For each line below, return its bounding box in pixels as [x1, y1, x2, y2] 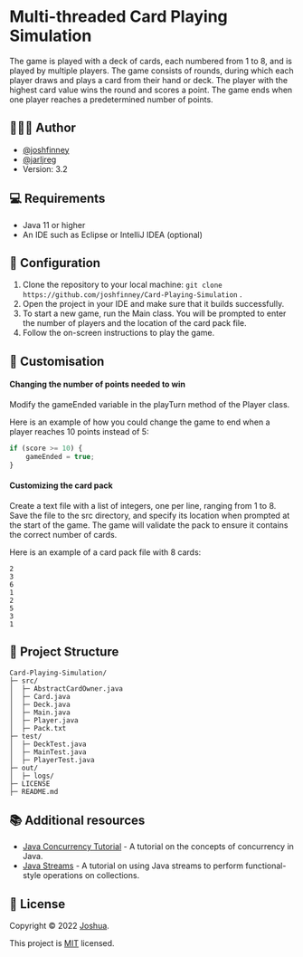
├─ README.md [9, 787, 59, 796]
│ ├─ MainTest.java [9, 747, 88, 757]
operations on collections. [43, 870, 140, 881]
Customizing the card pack [9, 480, 113, 491]
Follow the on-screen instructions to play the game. [22, 328, 215, 339]
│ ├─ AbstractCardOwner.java [9, 684, 124, 694]
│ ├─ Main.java [9, 708, 71, 717]
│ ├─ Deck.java [9, 700, 71, 709]
